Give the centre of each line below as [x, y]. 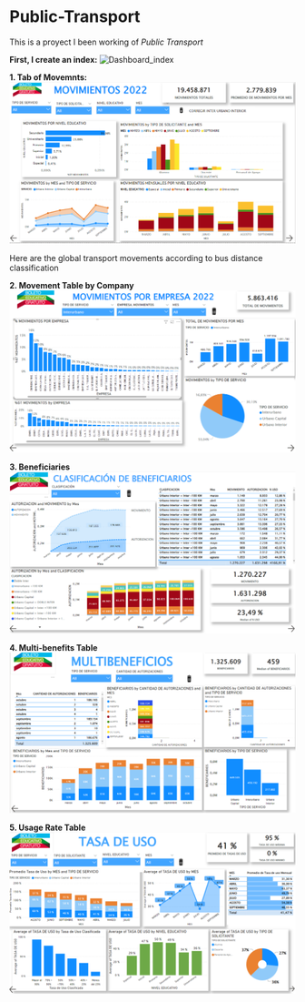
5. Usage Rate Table [48, 828]
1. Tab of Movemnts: [49, 77]
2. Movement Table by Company [72, 286]
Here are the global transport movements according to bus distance [136, 258]
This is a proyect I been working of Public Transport [106, 42]
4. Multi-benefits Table [54, 648]
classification [34, 268]
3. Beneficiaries [40, 467]
